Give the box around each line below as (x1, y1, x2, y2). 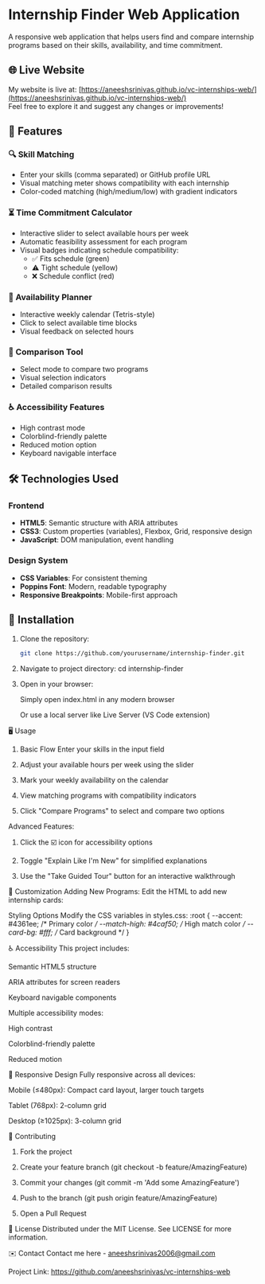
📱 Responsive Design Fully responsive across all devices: (8, 1070, 196, 1079)
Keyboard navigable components (8, 993, 117, 1002)
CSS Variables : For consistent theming (19, 573, 148, 583)
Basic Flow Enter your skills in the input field (19, 744, 165, 754)
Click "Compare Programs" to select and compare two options (19, 806, 225, 816)
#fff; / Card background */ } (38, 927, 130, 937)
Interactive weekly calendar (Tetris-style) (19, 310, 155, 319)
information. (8, 1232, 49, 1243)
